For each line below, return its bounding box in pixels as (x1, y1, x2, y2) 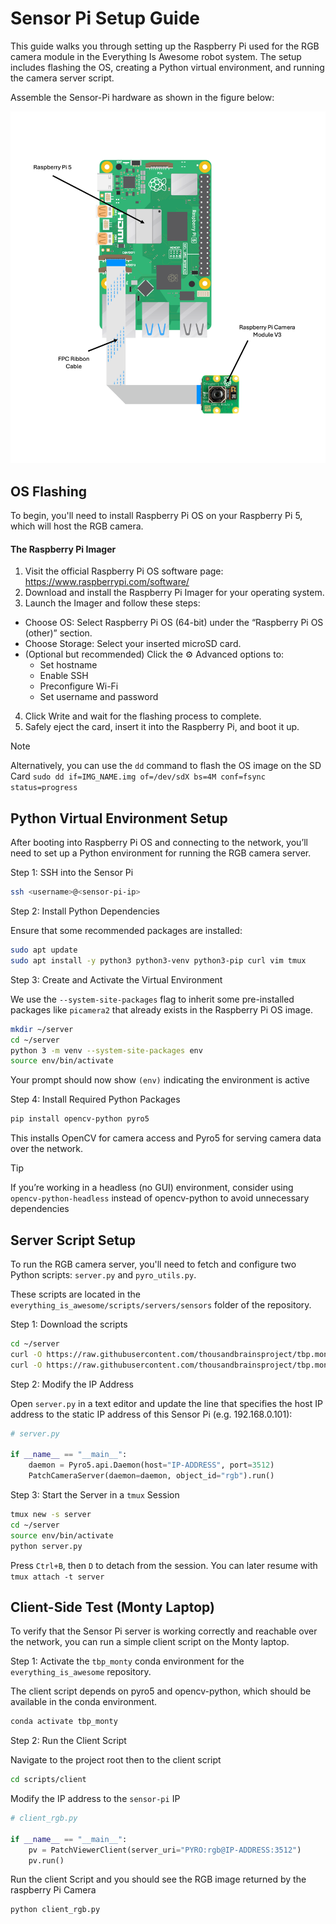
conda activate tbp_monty (10, 1717, 118, 1727)
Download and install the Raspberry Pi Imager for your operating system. (24, 587, 325, 599)
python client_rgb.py (10, 1905, 101, 1915)
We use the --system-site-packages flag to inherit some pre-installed (10, 993, 295, 1005)
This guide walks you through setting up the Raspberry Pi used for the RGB (10, 40, 320, 52)
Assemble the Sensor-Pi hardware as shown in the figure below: (10, 91, 275, 103)
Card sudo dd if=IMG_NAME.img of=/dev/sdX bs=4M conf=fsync (10, 770, 266, 782)
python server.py (10, 1541, 83, 1551)
